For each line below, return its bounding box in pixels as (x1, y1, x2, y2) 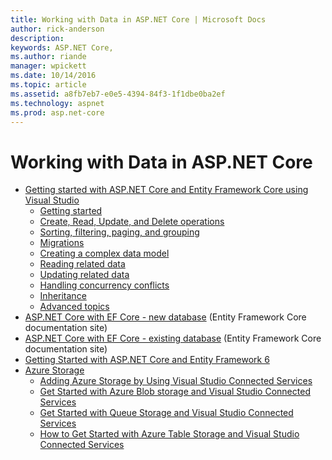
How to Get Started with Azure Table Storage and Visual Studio (39, 428, 300, 440)
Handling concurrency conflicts (39, 279, 170, 291)
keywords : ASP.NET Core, (10, 42, 114, 53)
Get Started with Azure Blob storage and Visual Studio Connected (39, 386, 311, 398)
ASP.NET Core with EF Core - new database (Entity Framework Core (24, 311, 307, 323)
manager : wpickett (10, 61, 87, 71)
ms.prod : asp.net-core (10, 107, 105, 118)
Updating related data (39, 269, 130, 281)
